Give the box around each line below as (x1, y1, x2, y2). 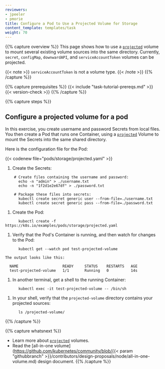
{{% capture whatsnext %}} (5, 328, 62, 333)
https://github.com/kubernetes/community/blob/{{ (14, 348, 116, 354)
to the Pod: (12, 237, 35, 243)
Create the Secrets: (12, 165, 52, 171)
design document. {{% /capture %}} (37, 358, 111, 364)
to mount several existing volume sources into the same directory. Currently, (5, 49, 160, 55)
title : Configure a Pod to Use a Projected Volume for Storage (5, 21, 138, 26)
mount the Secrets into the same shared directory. (5, 136, 107, 142)
